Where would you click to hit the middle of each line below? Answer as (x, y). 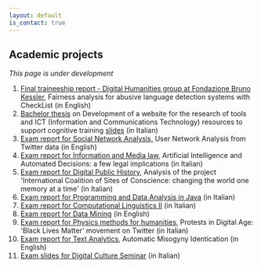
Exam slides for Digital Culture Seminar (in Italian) (100, 255)
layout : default (35, 15)
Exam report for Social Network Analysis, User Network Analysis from (133, 139)
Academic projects (56, 55)
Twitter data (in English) (58, 147)
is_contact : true (37, 23)
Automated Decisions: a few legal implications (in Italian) (111, 164)
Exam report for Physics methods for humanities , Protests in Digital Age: (137, 222)
